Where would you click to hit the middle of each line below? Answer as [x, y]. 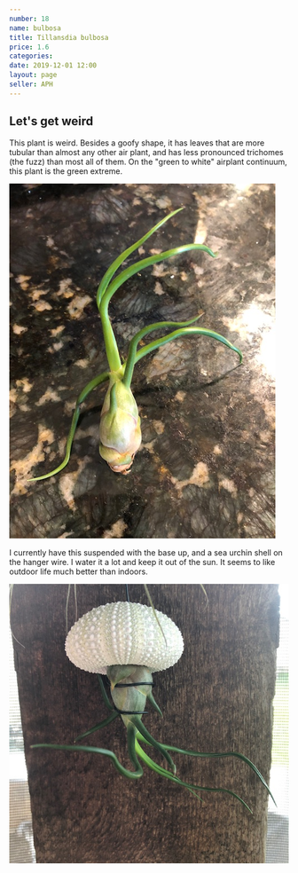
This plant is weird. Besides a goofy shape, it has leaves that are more [137, 143]
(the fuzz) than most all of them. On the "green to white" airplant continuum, [149, 161]
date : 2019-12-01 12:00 [53, 66]
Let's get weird [51, 121]
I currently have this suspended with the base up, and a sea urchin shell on [146, 552]
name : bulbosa [35, 28]
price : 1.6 [29, 47]
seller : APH [31, 84]
